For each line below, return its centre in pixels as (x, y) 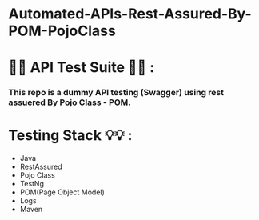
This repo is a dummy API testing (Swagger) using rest (116, 93)
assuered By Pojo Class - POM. (70, 102)
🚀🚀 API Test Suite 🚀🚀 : (82, 68)
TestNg (32, 184)
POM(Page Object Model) (62, 192)
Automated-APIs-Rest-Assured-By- (130, 14)
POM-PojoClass (62, 31)
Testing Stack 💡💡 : (70, 136)
